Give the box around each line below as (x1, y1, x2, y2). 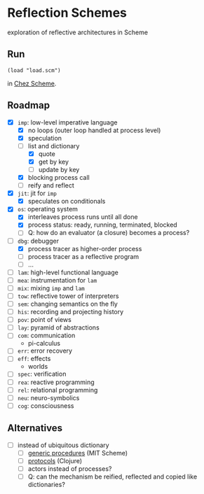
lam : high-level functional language (17, 268, 119, 276)
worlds (27, 362, 48, 371)
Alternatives (7, 422, 63, 435)
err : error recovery (17, 346, 72, 355)
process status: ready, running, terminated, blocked (27, 220, 177, 229)
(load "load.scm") (7, 66, 61, 74)
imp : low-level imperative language (17, 118, 118, 127)
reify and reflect (27, 181, 75, 190)
